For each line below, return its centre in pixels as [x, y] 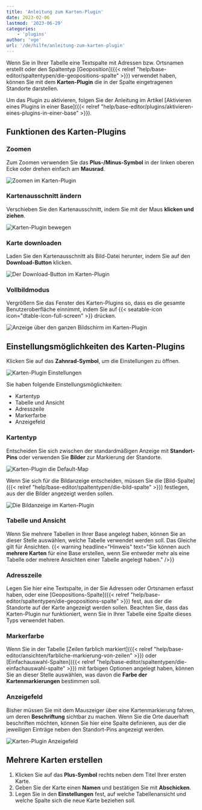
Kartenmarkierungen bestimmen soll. [53, 681]
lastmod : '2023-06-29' [35, 23]
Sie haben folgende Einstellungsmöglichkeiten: [64, 385]
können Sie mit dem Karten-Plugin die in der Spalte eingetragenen [90, 82]
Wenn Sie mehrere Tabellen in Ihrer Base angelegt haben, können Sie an [96, 534]
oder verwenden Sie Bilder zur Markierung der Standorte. [91, 457]
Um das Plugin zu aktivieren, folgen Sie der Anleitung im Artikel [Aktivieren [99, 100]
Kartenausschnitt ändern [44, 196]
